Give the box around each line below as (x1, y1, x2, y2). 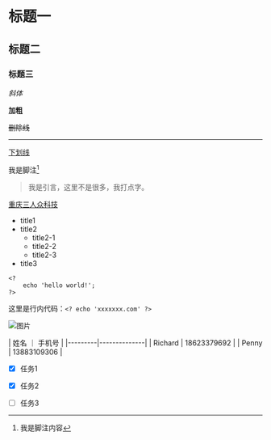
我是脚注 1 (8, 163, 40, 175)
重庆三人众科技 (8, 199, 58, 209)
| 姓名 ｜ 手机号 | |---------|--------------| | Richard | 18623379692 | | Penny (8, 337, 263, 348)
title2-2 (31, 241, 56, 251)
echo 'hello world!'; (23, 281, 95, 290)
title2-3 (31, 250, 57, 260)
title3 (19, 258, 38, 268)
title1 (19, 215, 36, 225)
